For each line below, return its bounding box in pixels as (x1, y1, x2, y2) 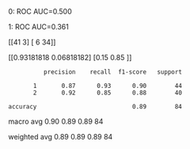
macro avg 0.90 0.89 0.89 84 (8, 117, 104, 126)
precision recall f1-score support (43, 68, 182, 76)
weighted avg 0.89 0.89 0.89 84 (8, 132, 113, 141)
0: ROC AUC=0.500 (8, 7, 73, 16)
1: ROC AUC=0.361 (8, 22, 69, 31)
